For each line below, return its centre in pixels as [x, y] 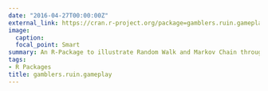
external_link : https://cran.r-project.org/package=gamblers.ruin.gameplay [137, 23]
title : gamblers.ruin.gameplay [60, 74]
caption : [30, 38]
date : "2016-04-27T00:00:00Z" [59, 15]
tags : [17, 60]
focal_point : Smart [48, 45]
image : [19, 30]
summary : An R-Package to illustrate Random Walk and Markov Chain [123, 52]
